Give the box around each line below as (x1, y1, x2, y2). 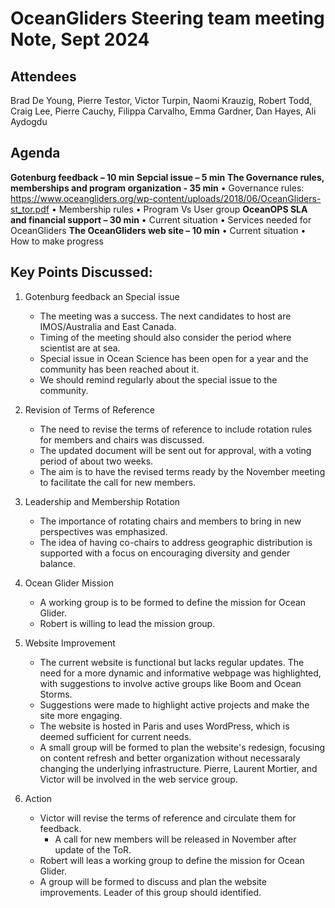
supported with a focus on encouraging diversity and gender (39, 547, 291, 559)
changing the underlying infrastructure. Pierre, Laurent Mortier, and (39, 762, 318, 774)
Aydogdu (10, 116, 48, 127)
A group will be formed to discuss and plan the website (39, 875, 267, 887)
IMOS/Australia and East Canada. (39, 320, 177, 332)
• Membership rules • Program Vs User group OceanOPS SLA (51, 203, 308, 215)
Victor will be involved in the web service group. (39, 773, 238, 785)
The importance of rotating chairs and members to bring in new (39, 515, 302, 527)
